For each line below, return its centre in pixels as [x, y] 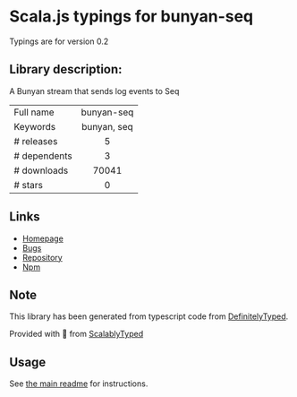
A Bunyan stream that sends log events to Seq [94, 91]
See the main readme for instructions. [79, 384]
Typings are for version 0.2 [59, 41]
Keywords [35, 126]
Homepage [43, 238]
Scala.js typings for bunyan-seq [131, 17]
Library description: [66, 69]
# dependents [43, 156]
